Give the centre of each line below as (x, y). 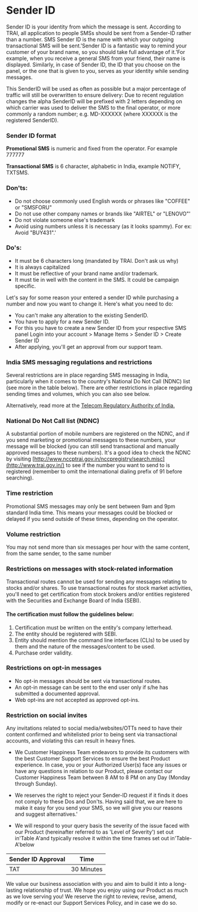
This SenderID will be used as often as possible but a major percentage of (96, 88)
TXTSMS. (18, 173)
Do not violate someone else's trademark (65, 220)
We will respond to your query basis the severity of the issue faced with (102, 826)
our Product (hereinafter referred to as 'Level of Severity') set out (94, 832)
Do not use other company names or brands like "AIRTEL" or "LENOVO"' (103, 214)
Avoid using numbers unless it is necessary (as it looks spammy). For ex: (103, 226)
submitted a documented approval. (57, 693)
